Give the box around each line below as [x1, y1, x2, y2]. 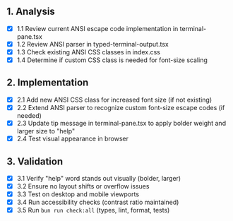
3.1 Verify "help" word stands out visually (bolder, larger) [16, 174, 181, 182]
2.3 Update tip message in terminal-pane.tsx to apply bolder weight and [16, 119, 227, 127]
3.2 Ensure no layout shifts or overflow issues [16, 182, 150, 190]
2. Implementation [6, 77, 89, 89]
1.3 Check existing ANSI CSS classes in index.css [16, 47, 160, 56]
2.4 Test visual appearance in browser [16, 134, 129, 143]
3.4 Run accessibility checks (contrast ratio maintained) [16, 198, 179, 207]
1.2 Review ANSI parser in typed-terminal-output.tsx [16, 40, 169, 48]
